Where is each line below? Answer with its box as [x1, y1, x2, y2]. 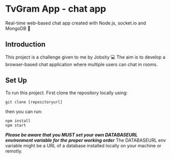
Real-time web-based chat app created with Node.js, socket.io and [5, 20, 146, 26]
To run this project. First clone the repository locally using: [5, 90, 128, 96]
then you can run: [5, 108, 42, 115]
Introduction [5, 40, 46, 49]
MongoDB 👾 [5, 25, 31, 31]
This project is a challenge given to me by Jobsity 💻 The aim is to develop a [5, 54, 166, 60]
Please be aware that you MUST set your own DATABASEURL [5, 131, 138, 138]
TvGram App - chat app [5, 3, 106, 15]
